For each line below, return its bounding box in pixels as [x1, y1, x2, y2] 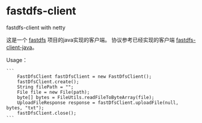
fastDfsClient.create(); [17, 79, 79, 85]
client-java [6, 44, 32, 51]
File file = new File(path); [17, 89, 90, 95]
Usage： [6, 56, 28, 63]
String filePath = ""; [17, 84, 74, 90]
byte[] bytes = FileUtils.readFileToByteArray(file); [17, 94, 155, 100]
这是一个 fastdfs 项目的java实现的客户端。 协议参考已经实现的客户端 [6, 36, 176, 43]
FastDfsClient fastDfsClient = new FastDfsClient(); [17, 73, 152, 79]
